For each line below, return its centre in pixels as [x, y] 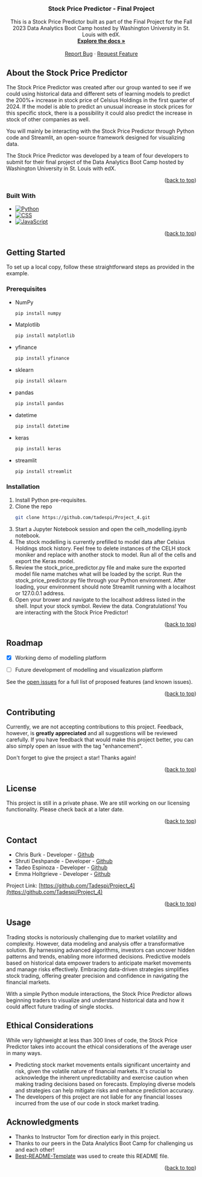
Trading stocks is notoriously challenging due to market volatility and [92, 937]
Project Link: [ [24, 885]
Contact [22, 840]
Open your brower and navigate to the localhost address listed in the [100, 599]
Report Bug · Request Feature [101, 54]
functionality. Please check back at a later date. [65, 809]
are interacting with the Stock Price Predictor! [71, 612]
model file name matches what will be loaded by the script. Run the [98, 574]
